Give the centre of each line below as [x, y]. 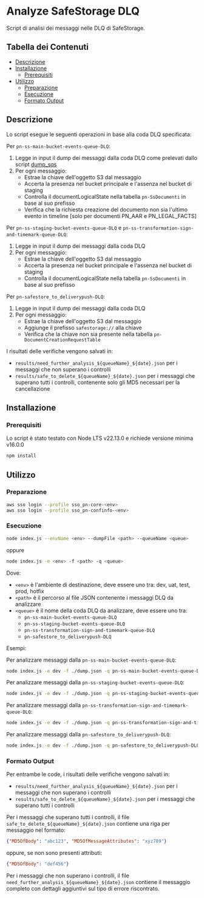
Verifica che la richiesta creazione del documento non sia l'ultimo [106, 209]
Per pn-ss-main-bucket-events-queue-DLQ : [58, 146]
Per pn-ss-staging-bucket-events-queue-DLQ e [64, 228]
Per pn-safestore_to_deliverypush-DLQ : [56, 296]
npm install [21, 456]
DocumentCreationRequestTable [63, 340]
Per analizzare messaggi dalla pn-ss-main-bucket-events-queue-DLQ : [91, 660]
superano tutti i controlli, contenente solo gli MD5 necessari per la [97, 382]
